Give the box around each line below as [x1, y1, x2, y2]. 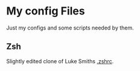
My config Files [6, 4, 86, 18]
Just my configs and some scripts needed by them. [6, 24, 134, 31]
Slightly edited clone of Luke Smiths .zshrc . [6, 57, 114, 64]
